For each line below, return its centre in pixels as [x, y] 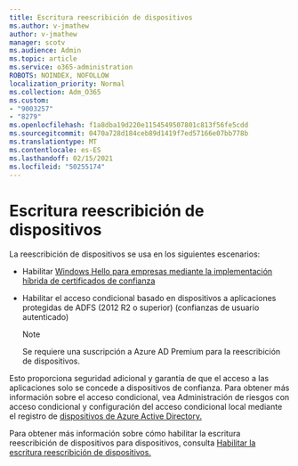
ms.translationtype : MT [53, 142]
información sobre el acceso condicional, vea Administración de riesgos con [149, 397]
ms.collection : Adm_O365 [55, 92]
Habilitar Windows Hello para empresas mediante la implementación [147, 272]
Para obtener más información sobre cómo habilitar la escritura [125, 434]
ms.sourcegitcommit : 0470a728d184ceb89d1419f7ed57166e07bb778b [129, 134]
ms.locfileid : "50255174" [57, 167]
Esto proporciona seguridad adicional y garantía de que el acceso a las [139, 379]
